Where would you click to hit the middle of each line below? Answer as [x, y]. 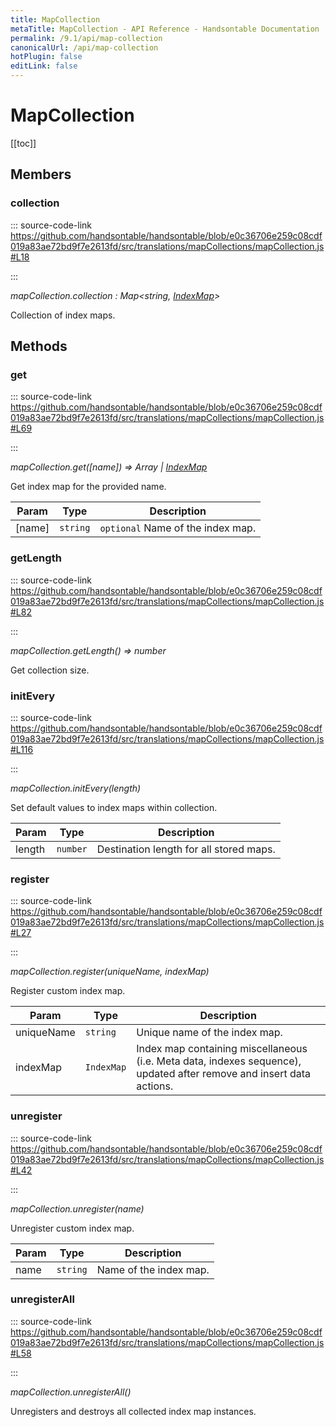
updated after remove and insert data [224, 1074]
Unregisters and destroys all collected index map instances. [133, 1411]
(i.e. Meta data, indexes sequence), [219, 1061]
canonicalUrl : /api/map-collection [84, 47]
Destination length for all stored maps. [186, 849]
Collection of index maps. [63, 315]
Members [41, 174]
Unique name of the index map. [209, 1033]
